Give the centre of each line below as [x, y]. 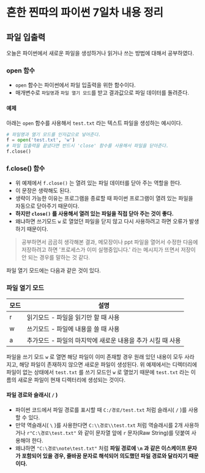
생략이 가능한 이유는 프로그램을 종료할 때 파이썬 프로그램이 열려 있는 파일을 [104, 198]
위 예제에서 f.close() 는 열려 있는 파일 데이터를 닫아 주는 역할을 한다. [98, 183]
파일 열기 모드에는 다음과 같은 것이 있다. [54, 270]
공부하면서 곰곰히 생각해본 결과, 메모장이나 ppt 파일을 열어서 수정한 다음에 [110, 242]
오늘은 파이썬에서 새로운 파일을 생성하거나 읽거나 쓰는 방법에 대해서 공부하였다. [100, 53]
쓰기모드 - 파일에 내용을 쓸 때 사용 [73, 329]
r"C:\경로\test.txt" [51, 433]
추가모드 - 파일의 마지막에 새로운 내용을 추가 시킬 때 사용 [104, 340]
